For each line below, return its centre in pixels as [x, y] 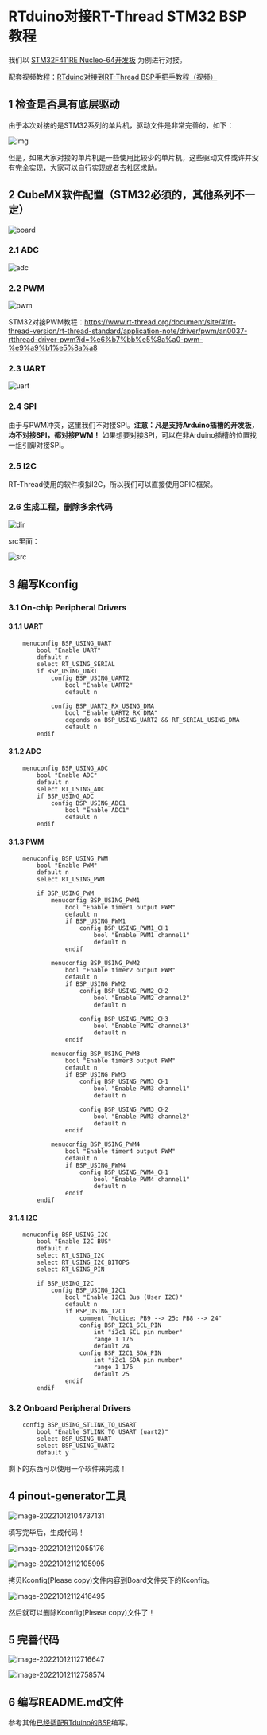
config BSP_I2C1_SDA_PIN [120, 1353]
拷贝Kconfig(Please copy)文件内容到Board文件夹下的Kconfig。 [111, 1580]
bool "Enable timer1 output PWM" [120, 908]
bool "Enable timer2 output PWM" [120, 970]
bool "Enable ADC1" [97, 811]
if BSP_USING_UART [67, 671]
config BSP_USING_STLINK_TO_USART [79, 1425]
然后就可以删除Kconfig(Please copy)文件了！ [82, 1612]
